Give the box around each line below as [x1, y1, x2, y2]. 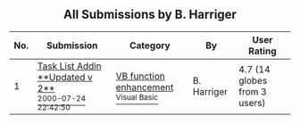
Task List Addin [37, 60, 102, 72]
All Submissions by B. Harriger [63, 7, 237, 22]
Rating [248, 45, 277, 57]
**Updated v [37, 70, 94, 83]
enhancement [115, 80, 174, 93]
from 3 [238, 85, 267, 97]
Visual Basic [115, 92, 159, 102]
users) [238, 96, 266, 109]
